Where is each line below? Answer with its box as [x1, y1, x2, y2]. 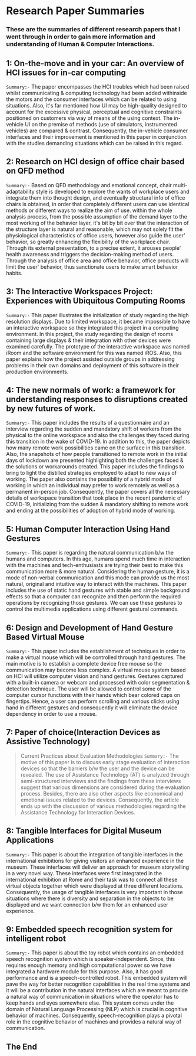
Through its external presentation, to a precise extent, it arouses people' [6, 244, 181, 252]
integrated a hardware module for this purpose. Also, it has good [6, 968, 163, 975]
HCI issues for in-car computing [6, 67, 127, 77]
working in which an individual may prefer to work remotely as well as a [6, 482, 180, 489]
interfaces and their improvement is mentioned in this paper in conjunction [6, 133, 187, 140]
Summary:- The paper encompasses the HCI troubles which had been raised [6, 83, 190, 90]
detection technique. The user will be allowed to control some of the [6, 685, 172, 692]
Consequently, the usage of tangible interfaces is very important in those [6, 888, 184, 895]
